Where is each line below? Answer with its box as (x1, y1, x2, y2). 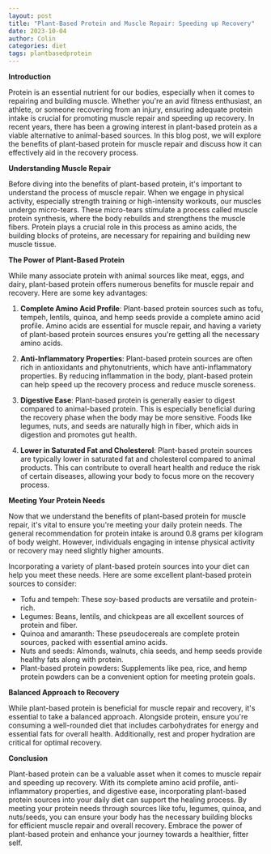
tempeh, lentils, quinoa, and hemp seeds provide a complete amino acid (19, 313, 260, 322)
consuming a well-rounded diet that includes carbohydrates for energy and (8, 720, 259, 730)
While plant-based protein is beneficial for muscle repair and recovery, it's (8, 703, 256, 713)
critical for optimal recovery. (8, 738, 103, 747)
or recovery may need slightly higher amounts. (8, 546, 164, 555)
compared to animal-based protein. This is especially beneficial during (19, 404, 256, 413)
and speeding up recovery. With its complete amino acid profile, (8, 778, 222, 787)
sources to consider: (8, 579, 77, 588)
